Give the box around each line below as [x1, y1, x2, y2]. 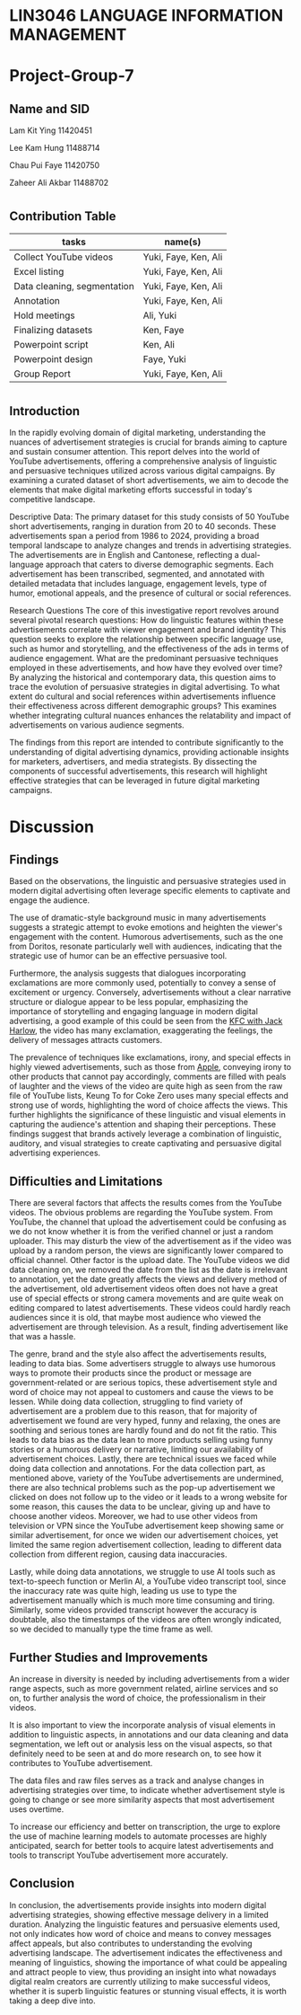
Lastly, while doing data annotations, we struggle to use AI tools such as [9, 1567, 276, 1578]
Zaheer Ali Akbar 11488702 [9, 177, 109, 189]
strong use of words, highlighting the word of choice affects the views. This [9, 1100, 288, 1110]
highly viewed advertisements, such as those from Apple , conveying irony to [9, 1062, 292, 1073]
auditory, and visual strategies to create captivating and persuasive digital [9, 1138, 282, 1149]
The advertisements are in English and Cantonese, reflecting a [9, 550, 239, 561]
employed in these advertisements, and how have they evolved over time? [9, 662, 283, 674]
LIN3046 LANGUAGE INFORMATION [9, 5, 284, 26]
